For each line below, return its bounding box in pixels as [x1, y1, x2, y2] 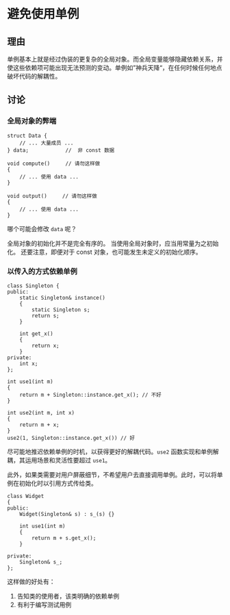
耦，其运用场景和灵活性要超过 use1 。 [7, 456, 112, 464]
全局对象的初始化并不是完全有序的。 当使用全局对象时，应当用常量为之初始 [7, 239, 219, 247]
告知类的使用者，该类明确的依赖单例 [16, 592, 120, 600]
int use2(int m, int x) [7, 409, 75, 416]
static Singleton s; [31, 306, 90, 313]
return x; [31, 342, 60, 349]
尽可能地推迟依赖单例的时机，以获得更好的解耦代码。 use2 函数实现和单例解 [7, 447, 219, 456]
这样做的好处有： [7, 577, 55, 586]
